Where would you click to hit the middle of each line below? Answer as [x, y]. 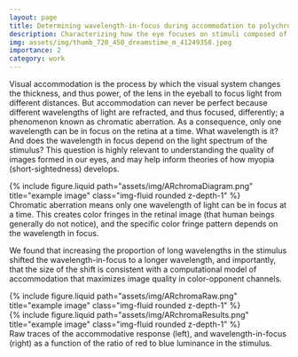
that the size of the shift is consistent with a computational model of [133, 269]
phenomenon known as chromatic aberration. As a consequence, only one [145, 122]
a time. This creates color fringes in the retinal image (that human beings [142, 214]
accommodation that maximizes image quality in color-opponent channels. [145, 279]
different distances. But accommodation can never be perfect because [138, 103]
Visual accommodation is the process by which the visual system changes [145, 84]
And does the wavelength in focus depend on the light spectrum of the [138, 140]
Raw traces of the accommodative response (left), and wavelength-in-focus [148, 333]
